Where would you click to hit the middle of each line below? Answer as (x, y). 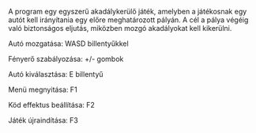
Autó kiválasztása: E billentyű (56, 74)
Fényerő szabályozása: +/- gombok (66, 59)
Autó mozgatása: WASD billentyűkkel (68, 44)
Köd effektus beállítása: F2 (51, 105)
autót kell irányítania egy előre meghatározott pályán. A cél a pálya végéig (128, 20)
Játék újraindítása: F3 (43, 120)
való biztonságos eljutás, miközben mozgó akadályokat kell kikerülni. (120, 28)
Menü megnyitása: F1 (43, 89)
